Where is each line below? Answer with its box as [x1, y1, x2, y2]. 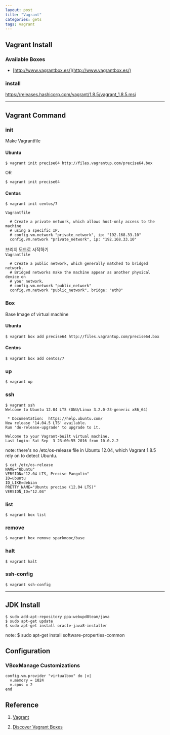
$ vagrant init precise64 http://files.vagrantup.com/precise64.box [5, 161, 153, 166]
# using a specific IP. [10, 228, 60, 233]
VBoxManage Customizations [5, 662, 80, 669]
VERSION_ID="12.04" [5, 489, 47, 494]
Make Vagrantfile [5, 138, 41, 144]
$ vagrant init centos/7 [5, 201, 58, 206]
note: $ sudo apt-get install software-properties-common [5, 632, 125, 638]
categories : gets [5, 17, 42, 22]
